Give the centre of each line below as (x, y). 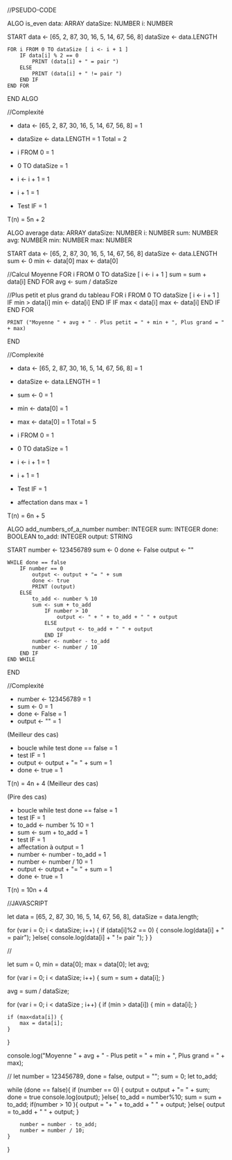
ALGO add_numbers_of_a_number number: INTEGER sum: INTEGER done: (113, 529)
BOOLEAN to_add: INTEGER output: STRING (70, 536)
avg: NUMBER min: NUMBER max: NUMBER (70, 240)
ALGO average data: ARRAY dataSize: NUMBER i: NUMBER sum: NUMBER (113, 233)
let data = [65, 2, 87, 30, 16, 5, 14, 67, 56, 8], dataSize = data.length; (103, 917)
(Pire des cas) (27, 797)
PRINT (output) (54, 587)
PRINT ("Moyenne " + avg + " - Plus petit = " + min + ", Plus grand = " (116, 323)
